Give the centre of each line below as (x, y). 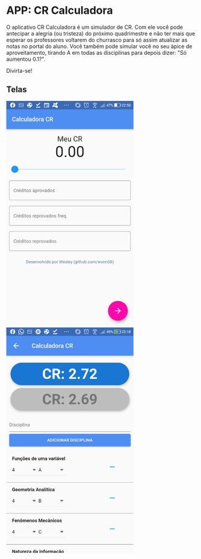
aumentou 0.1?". (26, 59)
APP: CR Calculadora (60, 11)
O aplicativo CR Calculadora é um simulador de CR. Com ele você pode (95, 27)
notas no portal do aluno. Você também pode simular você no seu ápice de (99, 46)
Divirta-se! (19, 70)
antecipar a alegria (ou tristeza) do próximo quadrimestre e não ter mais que (101, 33)
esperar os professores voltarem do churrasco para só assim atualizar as (97, 40)
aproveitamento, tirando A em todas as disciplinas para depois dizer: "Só (97, 52)
